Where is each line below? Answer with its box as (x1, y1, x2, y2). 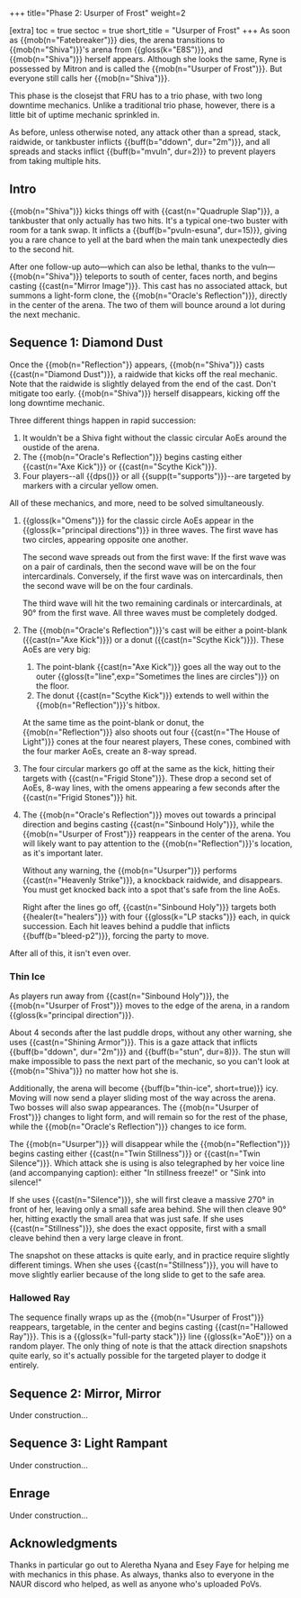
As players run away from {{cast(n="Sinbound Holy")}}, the (9, 990, 229, 1001)
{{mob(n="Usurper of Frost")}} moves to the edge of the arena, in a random (9, 999, 290, 1011)
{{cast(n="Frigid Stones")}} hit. (22, 791, 137, 802)
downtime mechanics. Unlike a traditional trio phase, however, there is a (9, 100, 276, 111)
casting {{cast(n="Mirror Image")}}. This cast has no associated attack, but (9, 280, 288, 291)
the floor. (35, 680, 70, 691)
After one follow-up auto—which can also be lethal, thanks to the (9, 261, 250, 272)
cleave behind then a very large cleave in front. (9, 1232, 184, 1243)
